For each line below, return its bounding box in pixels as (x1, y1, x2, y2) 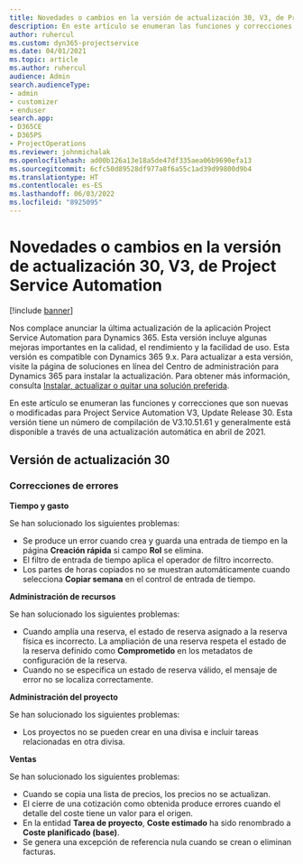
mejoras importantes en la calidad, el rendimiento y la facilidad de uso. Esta (9, 341, 290, 352)
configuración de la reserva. (22, 655, 128, 665)
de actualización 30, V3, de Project (9, 256, 277, 276)
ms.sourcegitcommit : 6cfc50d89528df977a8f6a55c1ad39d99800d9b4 (9, 164, 252, 173)
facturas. (22, 846, 57, 857)
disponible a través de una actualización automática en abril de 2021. (9, 426, 266, 437)
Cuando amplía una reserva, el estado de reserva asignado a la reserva (22, 626, 288, 636)
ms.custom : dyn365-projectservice (9, 38, 140, 48)
